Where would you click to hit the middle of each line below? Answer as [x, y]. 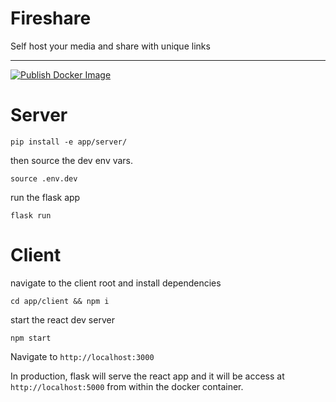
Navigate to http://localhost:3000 [82, 356]
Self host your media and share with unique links [110, 46]
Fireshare [51, 18]
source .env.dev [44, 178]
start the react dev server [62, 319]
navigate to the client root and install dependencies [116, 283]
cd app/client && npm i [60, 301]
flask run [31, 215]
